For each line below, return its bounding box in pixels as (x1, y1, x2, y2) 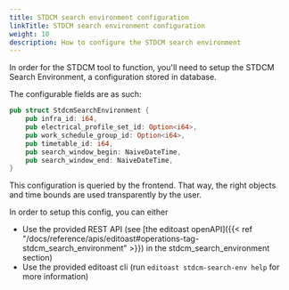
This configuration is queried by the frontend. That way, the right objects (9, 180, 277, 191)
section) (21, 253, 54, 263)
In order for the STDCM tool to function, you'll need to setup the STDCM (9, 62, 275, 73)
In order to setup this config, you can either (9, 206, 169, 218)
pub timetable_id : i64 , (25, 139, 114, 148)
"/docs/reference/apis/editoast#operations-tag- (21, 233, 199, 245)
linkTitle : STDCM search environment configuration (9, 21, 205, 30)
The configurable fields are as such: (9, 89, 142, 100)
